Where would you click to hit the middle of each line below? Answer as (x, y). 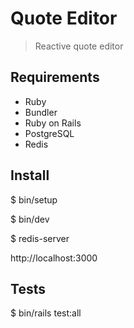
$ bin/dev (30, 219)
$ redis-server (40, 238)
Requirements (55, 77)
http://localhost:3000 (54, 258)
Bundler (41, 112)
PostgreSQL (49, 133)
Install (30, 175)
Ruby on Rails (53, 123)
